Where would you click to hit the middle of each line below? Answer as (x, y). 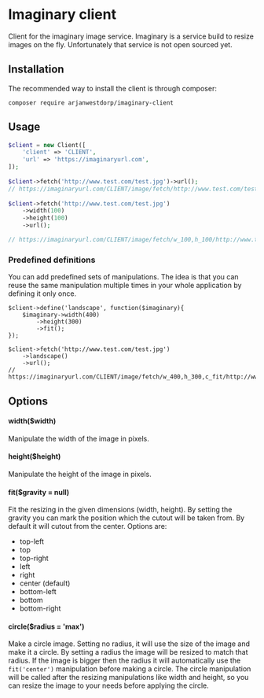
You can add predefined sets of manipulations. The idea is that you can (123, 277)
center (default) (45, 583)
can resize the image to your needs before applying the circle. (109, 685)
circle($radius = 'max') (46, 626)
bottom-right (40, 608)
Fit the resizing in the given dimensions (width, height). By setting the (120, 510)
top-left (32, 541)
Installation (36, 70)
